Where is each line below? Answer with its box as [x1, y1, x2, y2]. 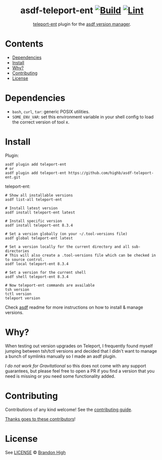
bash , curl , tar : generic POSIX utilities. [12, 108, 90, 115]
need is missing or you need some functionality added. [5, 373, 116, 379]
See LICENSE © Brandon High [5, 449, 66, 455]
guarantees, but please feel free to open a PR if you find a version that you [5, 368, 155, 374]
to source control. [5, 257, 45, 262]
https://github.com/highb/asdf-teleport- [68, 170, 154, 175]
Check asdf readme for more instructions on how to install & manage [5, 304, 143, 310]
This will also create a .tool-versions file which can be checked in [9, 253, 156, 258]
